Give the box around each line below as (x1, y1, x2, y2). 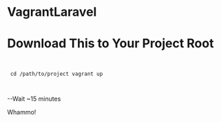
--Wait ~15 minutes (7, 94, 61, 103)
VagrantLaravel (7, 4, 97, 20)
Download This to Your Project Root (7, 36, 214, 52)
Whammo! (7, 108, 36, 116)
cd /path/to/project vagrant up (10, 70, 103, 78)
